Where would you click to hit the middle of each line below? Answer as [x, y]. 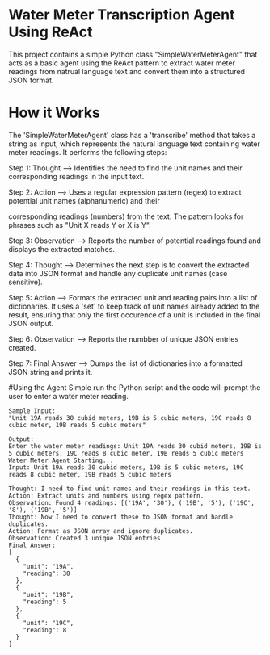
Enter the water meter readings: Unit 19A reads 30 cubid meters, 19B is [135, 446]
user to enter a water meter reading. [69, 396]
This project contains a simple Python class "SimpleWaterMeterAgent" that [133, 54]
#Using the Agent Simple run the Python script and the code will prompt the [135, 387]
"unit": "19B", [49, 594]
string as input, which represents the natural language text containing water [135, 144]
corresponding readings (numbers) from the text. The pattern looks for [126, 216]
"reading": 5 [45, 602]
